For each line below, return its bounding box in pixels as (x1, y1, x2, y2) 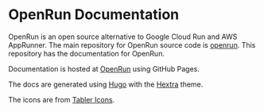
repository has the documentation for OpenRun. (8, 48, 165, 58)
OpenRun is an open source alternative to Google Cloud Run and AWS (8, 32, 238, 41)
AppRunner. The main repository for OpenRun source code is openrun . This (8, 40, 256, 49)
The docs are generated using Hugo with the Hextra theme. (8, 79, 204, 89)
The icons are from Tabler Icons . (8, 95, 115, 104)
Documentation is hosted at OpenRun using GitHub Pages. (8, 64, 200, 73)
